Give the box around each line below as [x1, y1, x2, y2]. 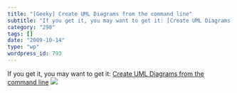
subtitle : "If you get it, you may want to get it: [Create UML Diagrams [7, 17, 231, 24]
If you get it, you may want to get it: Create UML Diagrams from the [7, 69, 204, 78]
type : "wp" [7, 43, 40, 50]
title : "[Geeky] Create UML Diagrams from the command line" [7, 10, 193, 18]
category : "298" [7, 23, 56, 31]
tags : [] [7, 30, 33, 38]
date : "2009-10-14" [7, 37, 65, 44]
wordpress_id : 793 [7, 50, 62, 58]
